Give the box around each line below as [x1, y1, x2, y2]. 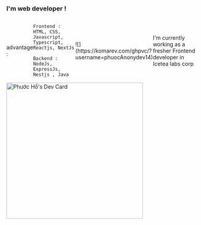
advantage [6, 44, 34, 51]
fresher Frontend [153, 47, 195, 54]
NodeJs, [32, 61, 53, 67]
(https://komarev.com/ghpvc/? [75, 47, 152, 54]
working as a [153, 40, 186, 48]
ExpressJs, [32, 66, 61, 73]
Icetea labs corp [153, 60, 194, 67]
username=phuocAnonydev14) [75, 53, 153, 61]
